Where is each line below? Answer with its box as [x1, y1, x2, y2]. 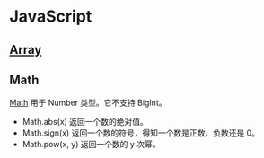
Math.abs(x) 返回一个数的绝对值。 [22, 117, 148, 127]
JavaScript [9, 6, 92, 27]
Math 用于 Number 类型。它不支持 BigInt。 [9, 97, 167, 109]
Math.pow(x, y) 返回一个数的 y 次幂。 [22, 139, 161, 150]
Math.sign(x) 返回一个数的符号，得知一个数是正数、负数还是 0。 [22, 127, 260, 138]
